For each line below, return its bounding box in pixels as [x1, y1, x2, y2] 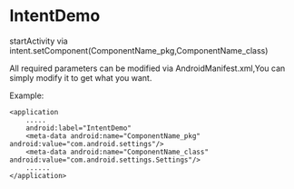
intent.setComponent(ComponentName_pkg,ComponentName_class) [9, 45, 269, 55]
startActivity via [9, 35, 68, 46]
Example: [9, 90, 44, 101]
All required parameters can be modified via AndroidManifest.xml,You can [9, 63, 286, 74]
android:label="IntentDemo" [25, 124, 132, 133]
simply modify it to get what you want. [9, 72, 152, 83]
